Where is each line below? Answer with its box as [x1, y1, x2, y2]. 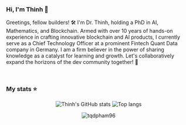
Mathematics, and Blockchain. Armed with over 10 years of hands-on [6, 28, 173, 35]
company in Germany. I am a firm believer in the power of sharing [6, 46, 164, 53]
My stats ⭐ [6, 85, 38, 93]
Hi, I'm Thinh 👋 [6, 5, 49, 13]
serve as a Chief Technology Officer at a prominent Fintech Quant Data [6, 40, 178, 47]
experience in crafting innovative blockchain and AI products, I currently [6, 33, 181, 40]
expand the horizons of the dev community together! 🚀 [6, 59, 139, 66]
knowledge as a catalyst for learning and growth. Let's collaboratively [6, 52, 175, 59]
